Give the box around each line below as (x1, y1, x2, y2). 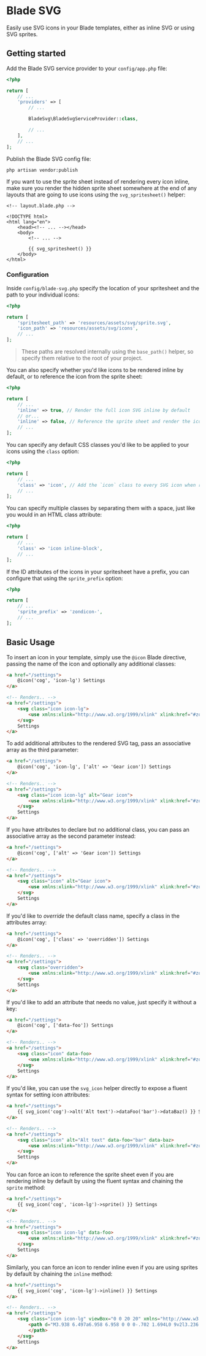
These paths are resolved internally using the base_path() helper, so (21, 348, 194, 355)
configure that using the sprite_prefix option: (6, 575, 123, 582)
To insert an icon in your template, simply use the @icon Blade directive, (6, 653, 187, 661)
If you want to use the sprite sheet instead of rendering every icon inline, (6, 177, 190, 185)
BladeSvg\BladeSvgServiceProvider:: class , (28, 116, 139, 122)
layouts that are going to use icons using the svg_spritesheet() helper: (6, 191, 186, 198)
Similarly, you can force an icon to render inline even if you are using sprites (6, 1263, 198, 1271)
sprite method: (6, 1184, 46, 1191)
